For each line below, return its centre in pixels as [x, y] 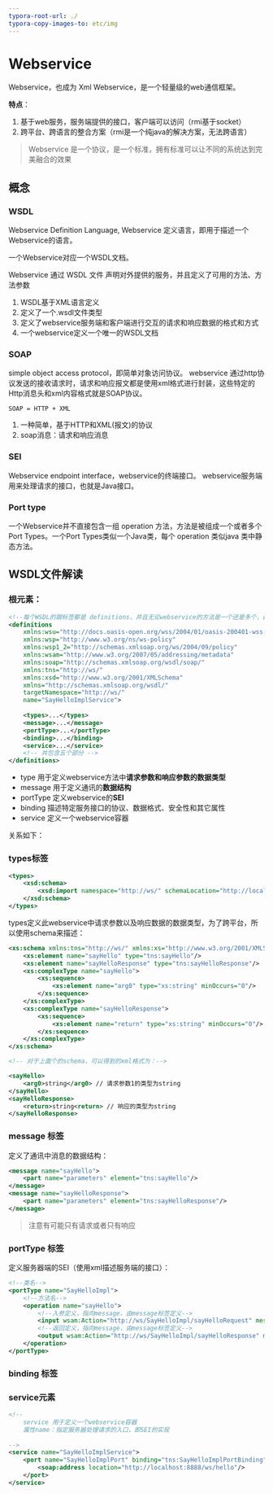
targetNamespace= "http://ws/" [74, 692]
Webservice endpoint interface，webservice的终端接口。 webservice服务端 [135, 475]
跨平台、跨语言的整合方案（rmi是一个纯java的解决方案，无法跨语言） [136, 132]
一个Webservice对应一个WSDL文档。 [71, 258]
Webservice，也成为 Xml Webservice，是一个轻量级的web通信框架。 [124, 87]
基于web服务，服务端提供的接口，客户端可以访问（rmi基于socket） [133, 122]
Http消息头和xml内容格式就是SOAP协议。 [78, 393]
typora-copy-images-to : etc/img [63, 24]
